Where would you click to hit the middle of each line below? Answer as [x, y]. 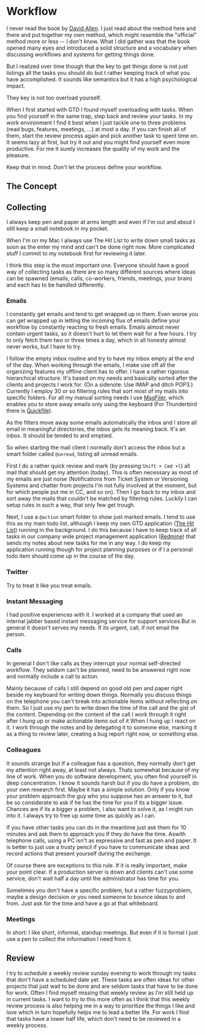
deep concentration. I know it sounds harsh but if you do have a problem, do [102, 783]
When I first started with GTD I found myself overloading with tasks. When [100, 109]
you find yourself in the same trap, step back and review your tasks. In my [99, 116]
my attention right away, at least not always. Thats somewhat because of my [103, 770]
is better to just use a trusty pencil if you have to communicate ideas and [98, 847]
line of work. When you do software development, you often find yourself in [102, 776]
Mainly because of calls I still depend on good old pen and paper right [95, 688]
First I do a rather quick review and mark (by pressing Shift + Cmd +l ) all [98, 466]
